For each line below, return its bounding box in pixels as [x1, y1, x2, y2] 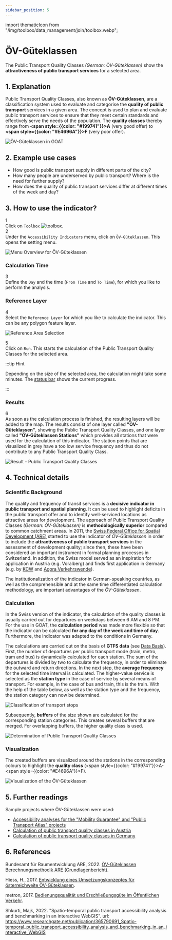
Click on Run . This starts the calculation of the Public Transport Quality [5, 345, 154, 351]
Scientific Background [5, 488, 63, 496]
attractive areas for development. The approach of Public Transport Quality [5, 517, 164, 523]
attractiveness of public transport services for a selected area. [5, 67, 141, 73]
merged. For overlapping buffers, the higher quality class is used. [5, 722, 144, 729]
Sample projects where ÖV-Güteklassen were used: [5, 806, 114, 812]
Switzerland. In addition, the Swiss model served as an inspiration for [5, 555, 151, 561]
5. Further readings [5, 793, 68, 801]
